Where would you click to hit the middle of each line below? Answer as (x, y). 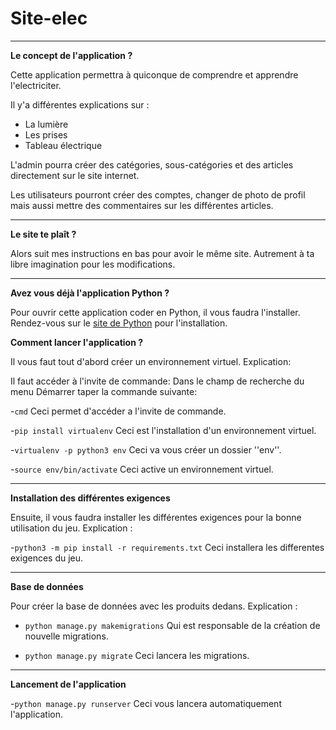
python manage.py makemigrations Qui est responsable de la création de (172, 625)
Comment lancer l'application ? (77, 342)
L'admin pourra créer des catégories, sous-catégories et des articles (152, 164)
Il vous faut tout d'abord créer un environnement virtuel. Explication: (151, 361)
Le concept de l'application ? (71, 55)
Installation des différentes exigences (90, 498)
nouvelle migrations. (66, 636)
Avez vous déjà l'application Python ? (90, 293)
